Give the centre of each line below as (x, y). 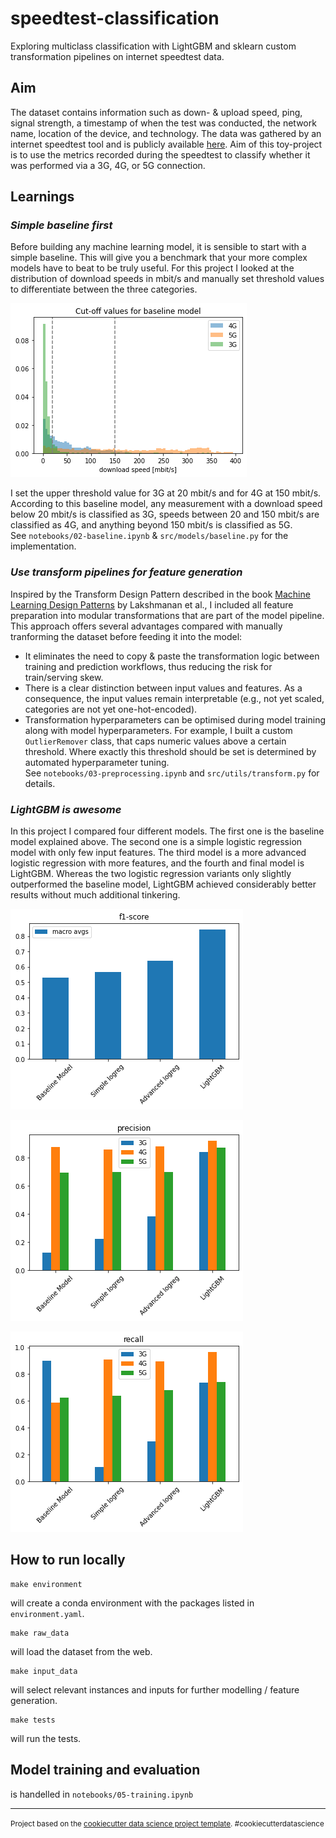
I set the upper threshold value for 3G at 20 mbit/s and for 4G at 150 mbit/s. (166, 493)
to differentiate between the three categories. (104, 289)
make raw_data (40, 1633)
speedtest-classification (115, 18)
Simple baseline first (61, 225)
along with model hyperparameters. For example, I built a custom (158, 730)
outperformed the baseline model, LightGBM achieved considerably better (163, 884)
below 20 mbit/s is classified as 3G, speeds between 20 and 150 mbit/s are (165, 514)
